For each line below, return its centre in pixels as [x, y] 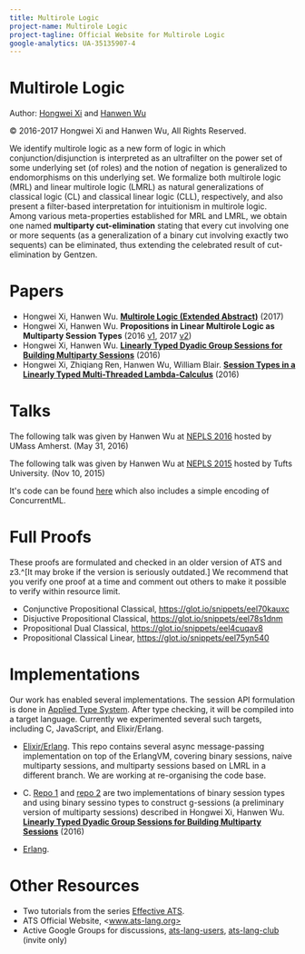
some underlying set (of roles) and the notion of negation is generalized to [148, 168]
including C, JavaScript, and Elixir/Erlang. [87, 729]
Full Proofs [51, 537]
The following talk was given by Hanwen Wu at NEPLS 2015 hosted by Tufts [151, 463]
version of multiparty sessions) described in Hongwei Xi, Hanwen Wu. [153, 812]
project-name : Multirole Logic [69, 26]
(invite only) [45, 939]
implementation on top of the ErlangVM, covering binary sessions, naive [157, 756]
